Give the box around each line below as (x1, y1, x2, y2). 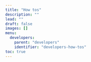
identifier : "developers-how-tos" (14, 44, 86, 49)
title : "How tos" (5, 7, 42, 12)
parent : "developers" (14, 40, 59, 45)
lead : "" (5, 16, 24, 21)
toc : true (5, 49, 26, 54)
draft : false (5, 21, 33, 26)
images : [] (5, 26, 28, 31)
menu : (5, 30, 17, 35)
